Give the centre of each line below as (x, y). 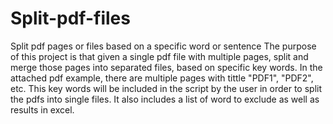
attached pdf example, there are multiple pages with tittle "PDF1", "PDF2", (162, 78)
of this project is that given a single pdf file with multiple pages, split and (159, 56)
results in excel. (42, 109)
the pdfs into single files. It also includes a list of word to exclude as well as (165, 99)
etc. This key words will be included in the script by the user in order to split (166, 88)
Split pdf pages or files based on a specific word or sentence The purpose (163, 46)
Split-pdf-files (70, 18)
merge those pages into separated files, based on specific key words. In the (166, 67)
